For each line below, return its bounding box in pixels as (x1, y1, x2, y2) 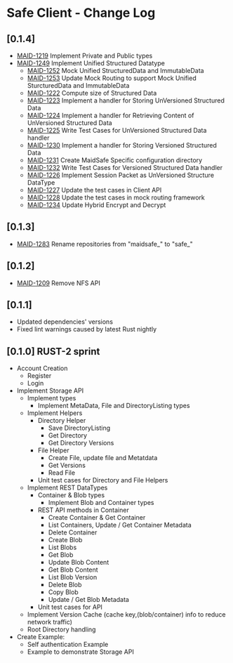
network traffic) (27, 618, 73, 626)
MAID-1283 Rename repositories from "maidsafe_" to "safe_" (16, 239, 194, 248)
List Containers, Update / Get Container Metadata (48, 521, 192, 530)
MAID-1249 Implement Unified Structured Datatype (16, 59, 166, 67)
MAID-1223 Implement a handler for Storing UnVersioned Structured (27, 96, 225, 105)
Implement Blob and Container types (48, 499, 154, 507)
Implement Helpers (27, 409, 83, 417)
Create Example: (16, 633, 65, 641)
